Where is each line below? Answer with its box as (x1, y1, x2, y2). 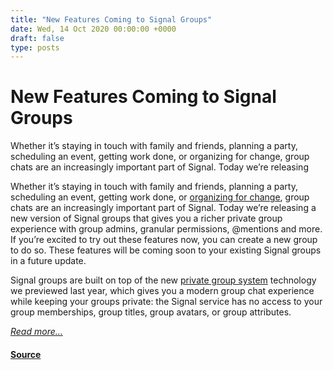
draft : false (10, 33, 65, 43)
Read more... (10, 326, 63, 338)
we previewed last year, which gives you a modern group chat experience (10, 285, 315, 297)
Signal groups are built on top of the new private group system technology (10, 274, 317, 286)
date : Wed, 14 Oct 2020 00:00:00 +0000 (10, 24, 177, 34)
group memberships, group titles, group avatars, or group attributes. (10, 306, 292, 318)
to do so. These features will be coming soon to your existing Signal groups (10, 244, 322, 256)
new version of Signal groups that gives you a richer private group (10, 212, 283, 225)
